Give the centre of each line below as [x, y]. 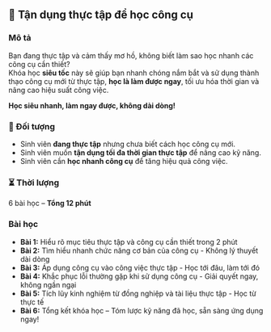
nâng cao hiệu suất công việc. [59, 90]
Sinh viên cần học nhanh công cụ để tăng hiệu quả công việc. [124, 161]
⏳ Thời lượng [34, 183]
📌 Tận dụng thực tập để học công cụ [101, 15]
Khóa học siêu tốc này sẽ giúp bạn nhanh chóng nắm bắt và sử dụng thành [134, 73]
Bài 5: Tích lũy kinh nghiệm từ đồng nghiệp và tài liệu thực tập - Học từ [138, 293]
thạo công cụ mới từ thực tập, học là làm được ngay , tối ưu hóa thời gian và [134, 81]
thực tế [32, 302]
